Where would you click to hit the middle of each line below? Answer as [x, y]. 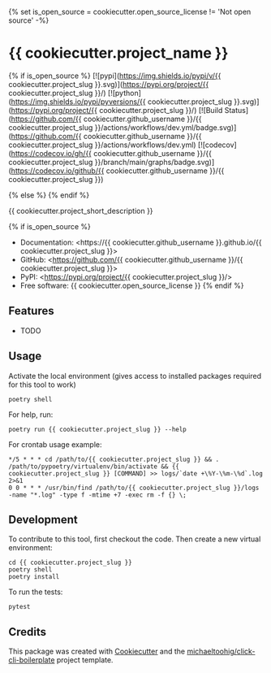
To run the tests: [36, 592]
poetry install [34, 577]
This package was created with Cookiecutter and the [97, 651]
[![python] [125, 93]
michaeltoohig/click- [221, 651]
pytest [19, 607]
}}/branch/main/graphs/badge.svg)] [155, 162]
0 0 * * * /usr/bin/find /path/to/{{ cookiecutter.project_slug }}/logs [134, 488]
